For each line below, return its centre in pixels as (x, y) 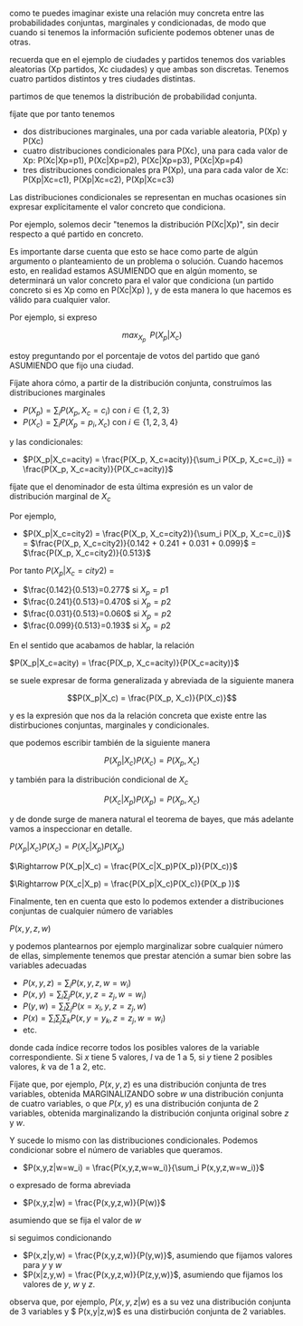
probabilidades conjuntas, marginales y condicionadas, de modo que (138, 23)
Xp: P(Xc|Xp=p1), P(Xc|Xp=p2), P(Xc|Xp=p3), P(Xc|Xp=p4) (133, 160)
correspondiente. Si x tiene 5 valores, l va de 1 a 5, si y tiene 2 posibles (141, 1057)
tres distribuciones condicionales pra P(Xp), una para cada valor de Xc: (156, 170)
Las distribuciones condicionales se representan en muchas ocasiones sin (148, 197)
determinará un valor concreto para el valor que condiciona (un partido (142, 281)
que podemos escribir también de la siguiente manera (110, 742)
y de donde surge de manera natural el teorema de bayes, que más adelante (151, 818)
